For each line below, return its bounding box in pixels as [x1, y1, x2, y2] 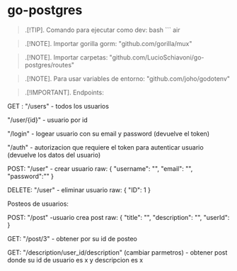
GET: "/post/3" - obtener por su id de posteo [7, 234, 138, 243]
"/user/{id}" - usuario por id [7, 116, 88, 124]
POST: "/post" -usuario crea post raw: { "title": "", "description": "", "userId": [7, 213, 230, 221]
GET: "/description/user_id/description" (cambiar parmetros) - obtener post [7, 248, 228, 257]
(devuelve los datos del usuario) [7, 150, 101, 159]
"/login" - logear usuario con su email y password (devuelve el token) [7, 129, 210, 138]
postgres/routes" [24, 60, 75, 69]
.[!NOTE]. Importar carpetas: [24, 52, 108, 62]
